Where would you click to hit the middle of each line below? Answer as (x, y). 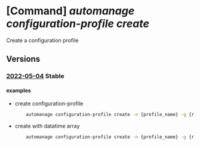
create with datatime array (47, 126)
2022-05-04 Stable (35, 76)
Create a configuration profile (42, 40)
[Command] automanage (70, 11)
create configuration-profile (49, 104)
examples (19, 90)
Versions (23, 59)
